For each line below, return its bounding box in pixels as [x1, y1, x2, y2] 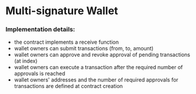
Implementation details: [5, 25, 76, 34]
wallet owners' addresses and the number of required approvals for [14, 76, 178, 83]
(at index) [14, 57, 38, 64]
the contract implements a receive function [14, 38, 119, 46]
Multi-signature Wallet [5, 4, 119, 18]
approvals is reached [14, 70, 66, 77]
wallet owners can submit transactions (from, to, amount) [14, 45, 154, 52]
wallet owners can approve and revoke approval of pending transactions [14, 51, 190, 59]
